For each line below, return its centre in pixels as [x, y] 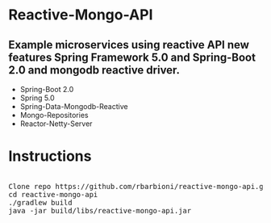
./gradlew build [40, 202]
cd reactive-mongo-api [53, 194]
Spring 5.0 [37, 98]
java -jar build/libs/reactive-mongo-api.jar [100, 210]
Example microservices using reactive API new [129, 45]
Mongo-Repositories [54, 115]
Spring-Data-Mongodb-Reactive [74, 106]
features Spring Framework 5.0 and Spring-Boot [132, 57]
